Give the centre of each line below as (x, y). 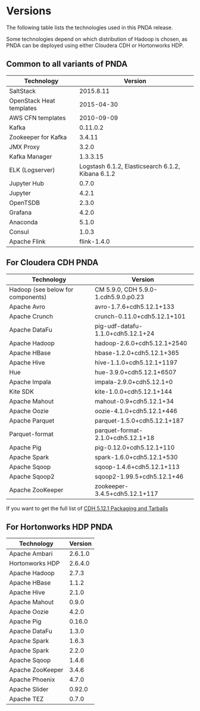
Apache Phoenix (32, 679)
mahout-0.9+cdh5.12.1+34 (135, 401)
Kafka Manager (31, 156)
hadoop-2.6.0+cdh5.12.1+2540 (141, 343)
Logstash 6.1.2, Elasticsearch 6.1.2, (130, 166)
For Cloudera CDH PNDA (52, 263)
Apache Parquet (32, 420)
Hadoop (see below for (41, 289)
